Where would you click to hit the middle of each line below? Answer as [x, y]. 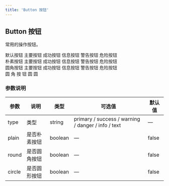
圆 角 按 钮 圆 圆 [22, 74]
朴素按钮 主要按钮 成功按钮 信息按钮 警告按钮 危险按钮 [61, 61]
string [57, 122]
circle [14, 171]
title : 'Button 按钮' [27, 10]
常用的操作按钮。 [23, 44]
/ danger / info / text [97, 125]
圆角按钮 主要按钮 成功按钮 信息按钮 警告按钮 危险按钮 [61, 68]
